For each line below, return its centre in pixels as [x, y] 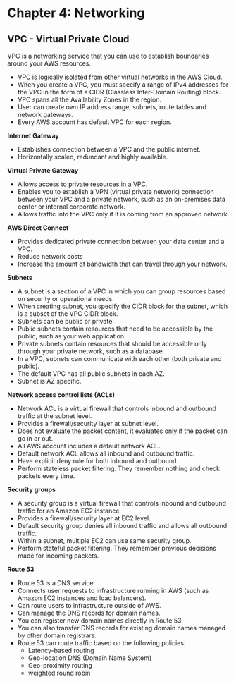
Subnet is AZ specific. [49, 381]
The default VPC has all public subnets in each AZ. [91, 374]
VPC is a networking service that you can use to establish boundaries [108, 56]
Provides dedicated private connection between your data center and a [121, 242]
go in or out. [35, 438]
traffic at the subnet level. [55, 416]
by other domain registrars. [57, 635]
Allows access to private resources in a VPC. [82, 184]
